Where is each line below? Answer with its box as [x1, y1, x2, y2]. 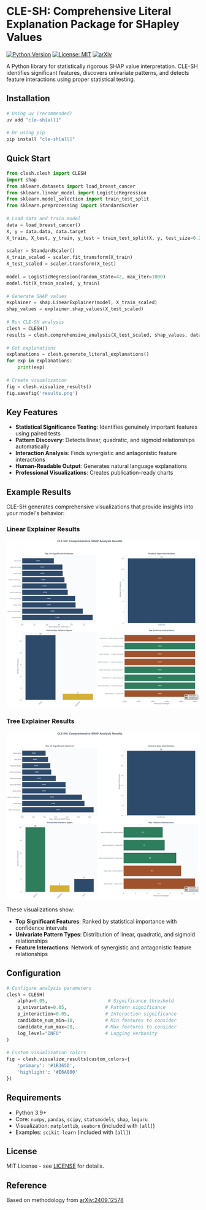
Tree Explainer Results [6, 717, 75, 726]
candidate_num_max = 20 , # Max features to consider [17, 1024, 177, 1030]
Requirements [6, 1093, 61, 1103]
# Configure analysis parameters [6, 985, 92, 991]
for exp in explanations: [6, 358, 72, 364]
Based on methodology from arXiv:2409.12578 [6, 1197, 124, 1204]
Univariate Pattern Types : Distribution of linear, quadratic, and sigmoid [15, 930, 196, 938]
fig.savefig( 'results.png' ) [6, 390, 78, 396]
